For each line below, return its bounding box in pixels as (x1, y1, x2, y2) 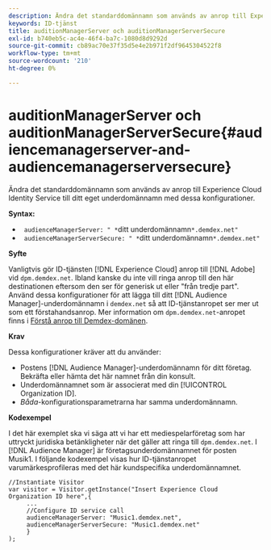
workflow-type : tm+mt (8, 49, 81, 57)
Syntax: (8, 208, 35, 218)
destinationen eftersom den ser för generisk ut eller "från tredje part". (8, 281, 240, 291)
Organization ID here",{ (8, 492, 92, 501)
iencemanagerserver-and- (8, 141, 191, 158)
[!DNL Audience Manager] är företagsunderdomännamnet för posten (8, 445, 237, 455)
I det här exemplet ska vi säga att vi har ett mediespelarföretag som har (8, 428, 246, 438)
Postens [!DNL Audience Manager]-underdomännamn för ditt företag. (19, 363, 252, 372)
